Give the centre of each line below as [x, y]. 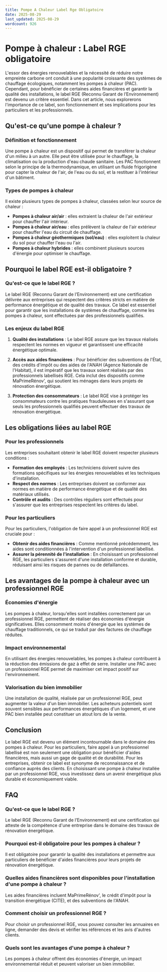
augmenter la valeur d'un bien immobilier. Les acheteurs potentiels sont [79, 704]
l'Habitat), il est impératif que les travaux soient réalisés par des [78, 370]
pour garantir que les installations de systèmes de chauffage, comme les [80, 310]
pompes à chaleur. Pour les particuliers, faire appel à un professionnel [77, 747]
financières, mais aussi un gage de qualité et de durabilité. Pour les [74, 758]
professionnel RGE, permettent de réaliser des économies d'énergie [75, 619]
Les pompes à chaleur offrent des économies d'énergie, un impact [74, 959]
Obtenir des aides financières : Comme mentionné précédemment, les [85, 544]
